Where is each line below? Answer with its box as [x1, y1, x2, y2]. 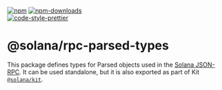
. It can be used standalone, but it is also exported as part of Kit [19, 67, 200, 76]
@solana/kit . [7, 75, 43, 83]
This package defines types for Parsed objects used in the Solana [7, 60, 194, 69]
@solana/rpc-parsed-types [7, 38, 169, 54]
